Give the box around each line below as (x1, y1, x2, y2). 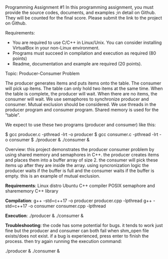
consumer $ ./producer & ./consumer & (9, 137, 90, 142)
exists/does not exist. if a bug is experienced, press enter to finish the (5, 233, 149, 239)
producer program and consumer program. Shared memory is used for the (5, 107, 159, 112)
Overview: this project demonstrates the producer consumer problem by (5, 146, 154, 152)
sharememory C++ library (5, 188, 58, 194)
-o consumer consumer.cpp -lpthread (28, 203, 106, 209)
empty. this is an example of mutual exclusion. (5, 173, 100, 179)
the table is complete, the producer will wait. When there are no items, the (5, 91, 157, 96)
